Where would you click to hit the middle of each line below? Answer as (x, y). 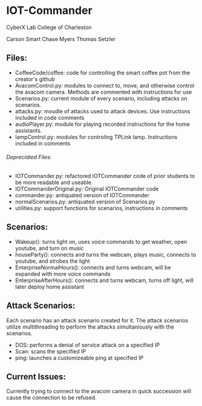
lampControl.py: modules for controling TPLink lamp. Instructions (96, 137)
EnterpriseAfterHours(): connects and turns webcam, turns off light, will (104, 280)
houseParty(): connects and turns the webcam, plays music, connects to (106, 254)
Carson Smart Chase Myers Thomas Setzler (61, 39)
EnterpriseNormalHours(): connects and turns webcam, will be (93, 267)
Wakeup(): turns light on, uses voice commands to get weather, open (101, 241)
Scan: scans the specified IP (50, 351)
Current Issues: (36, 377)
